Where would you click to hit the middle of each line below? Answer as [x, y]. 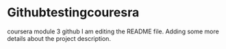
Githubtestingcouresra [73, 13]
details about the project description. [59, 38]
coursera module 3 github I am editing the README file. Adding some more [113, 31]
